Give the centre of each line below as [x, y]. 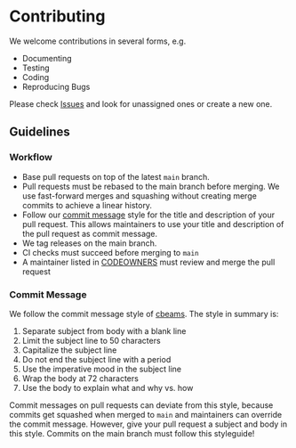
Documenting [47, 58]
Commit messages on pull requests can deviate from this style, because [141, 405]
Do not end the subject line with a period [96, 359]
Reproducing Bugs [56, 86]
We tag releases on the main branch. [89, 243]
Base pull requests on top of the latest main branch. [116, 176]
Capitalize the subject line [69, 350]
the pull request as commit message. [90, 233]
